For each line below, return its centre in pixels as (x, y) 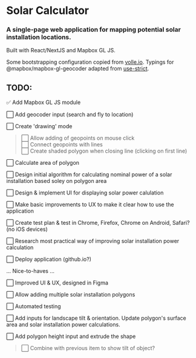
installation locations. (39, 37)
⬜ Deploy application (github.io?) (49, 260)
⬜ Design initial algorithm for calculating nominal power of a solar (89, 174)
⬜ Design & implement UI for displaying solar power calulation (85, 193)
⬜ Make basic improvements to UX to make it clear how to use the (90, 205)
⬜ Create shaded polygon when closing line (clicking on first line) (104, 151)
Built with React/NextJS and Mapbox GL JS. (61, 50)
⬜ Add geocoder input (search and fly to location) (70, 115)
